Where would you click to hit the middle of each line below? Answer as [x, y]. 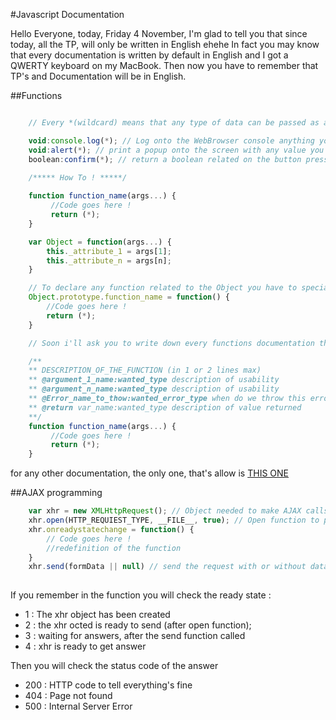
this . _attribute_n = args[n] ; [109, 260]
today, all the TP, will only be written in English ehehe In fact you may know [165, 44]
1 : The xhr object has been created [97, 615]
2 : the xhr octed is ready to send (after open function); [138, 625]
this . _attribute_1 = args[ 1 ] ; [109, 251]
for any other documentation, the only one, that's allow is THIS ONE [149, 473]
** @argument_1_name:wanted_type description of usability [154, 380]
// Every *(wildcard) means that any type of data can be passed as [174, 123]
